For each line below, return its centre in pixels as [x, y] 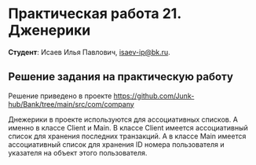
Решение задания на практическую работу [121, 77]
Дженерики [49, 30]
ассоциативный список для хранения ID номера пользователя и [116, 144]
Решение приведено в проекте [60, 96]
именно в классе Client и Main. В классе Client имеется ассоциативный [128, 127]
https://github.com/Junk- [154, 96]
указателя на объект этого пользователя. [78, 152]
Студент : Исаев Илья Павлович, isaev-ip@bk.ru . [89, 52]
